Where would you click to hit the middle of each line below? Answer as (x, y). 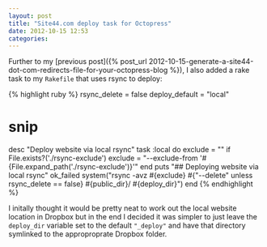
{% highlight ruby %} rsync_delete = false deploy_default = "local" (119, 95)
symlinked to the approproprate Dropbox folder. (88, 234)
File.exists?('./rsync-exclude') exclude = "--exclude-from (103, 158)
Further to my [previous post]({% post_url (78, 62)
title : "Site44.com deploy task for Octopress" (90, 23)
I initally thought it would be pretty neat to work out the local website (123, 208)
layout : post (30, 16)
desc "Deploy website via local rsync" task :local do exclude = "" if (120, 150)
